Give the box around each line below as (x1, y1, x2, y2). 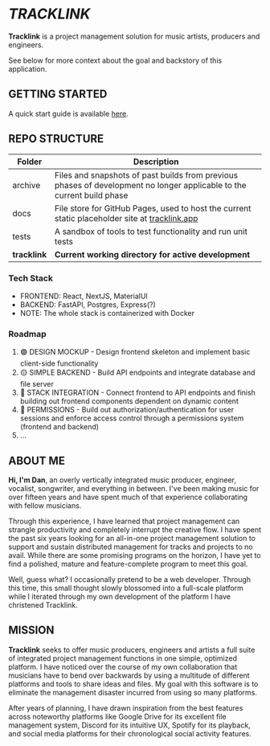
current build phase (55, 190, 129, 201)
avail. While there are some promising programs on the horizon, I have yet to (8, 550, 261, 559)
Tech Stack (8, 273, 54, 284)
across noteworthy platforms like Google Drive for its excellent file (8, 711, 227, 721)
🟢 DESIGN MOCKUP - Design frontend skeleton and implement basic (19, 347, 251, 357)
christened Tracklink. (8, 600, 78, 609)
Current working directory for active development (55, 248, 251, 260)
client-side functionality (19, 359, 99, 368)
